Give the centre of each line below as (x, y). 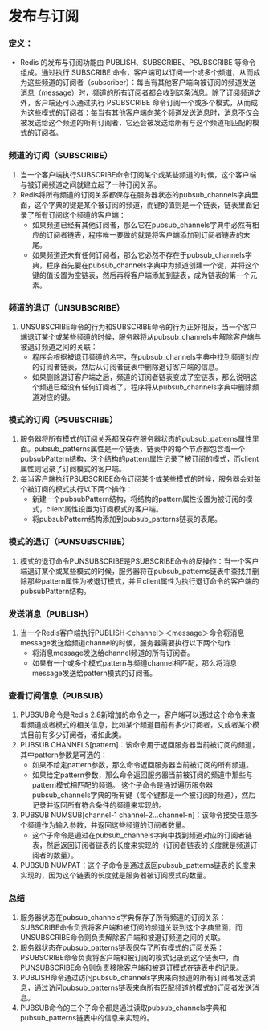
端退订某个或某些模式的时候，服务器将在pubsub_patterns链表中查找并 (136, 571)
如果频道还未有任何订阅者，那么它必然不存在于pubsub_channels (139, 254)
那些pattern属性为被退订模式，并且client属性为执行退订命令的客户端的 (143, 581)
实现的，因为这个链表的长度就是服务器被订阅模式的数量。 (115, 875)
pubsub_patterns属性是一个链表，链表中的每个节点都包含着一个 (140, 449)
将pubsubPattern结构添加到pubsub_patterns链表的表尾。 (127, 519)
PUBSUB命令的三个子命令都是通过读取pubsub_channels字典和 (123, 1008)
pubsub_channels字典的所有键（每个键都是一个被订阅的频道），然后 (144, 795)
